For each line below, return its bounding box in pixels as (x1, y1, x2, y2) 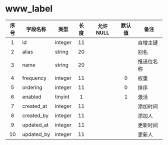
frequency (22, 74, 46, 81)
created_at (22, 102, 47, 109)
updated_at (22, 121, 49, 128)
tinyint (54, 93, 70, 100)
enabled (22, 93, 41, 100)
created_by (22, 112, 49, 119)
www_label (5, 3, 53, 14)
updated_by (22, 130, 50, 137)
